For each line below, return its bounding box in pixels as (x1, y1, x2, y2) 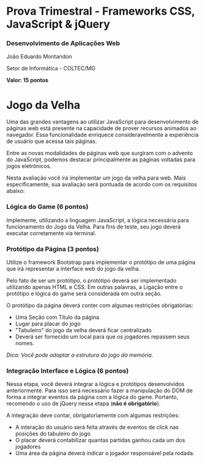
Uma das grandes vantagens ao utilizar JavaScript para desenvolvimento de (6, 118, 199, 126)
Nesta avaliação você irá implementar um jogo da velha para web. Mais (6, 174, 187, 181)
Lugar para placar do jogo (15, 320, 81, 327)
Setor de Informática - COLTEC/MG (6, 65, 96, 72)
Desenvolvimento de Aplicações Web (6, 39, 121, 48)
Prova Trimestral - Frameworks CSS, (6, 4, 195, 18)
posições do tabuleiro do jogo (15, 430, 91, 437)
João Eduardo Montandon (6, 53, 72, 60)
